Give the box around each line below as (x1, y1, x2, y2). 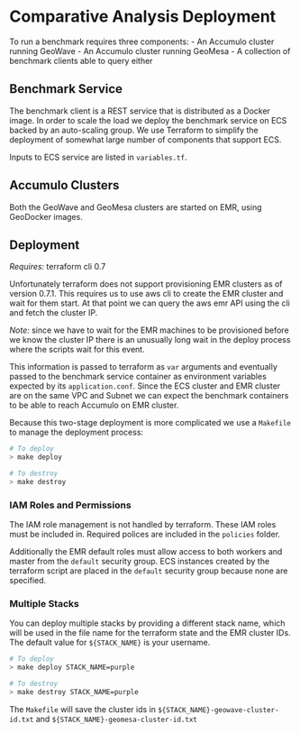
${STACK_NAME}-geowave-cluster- (157, 705, 279, 714)
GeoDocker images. (9, 211, 83, 222)
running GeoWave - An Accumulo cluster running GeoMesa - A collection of (9, 45, 291, 56)
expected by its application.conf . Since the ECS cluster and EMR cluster (9, 380, 281, 391)
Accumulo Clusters (9, 178, 120, 193)
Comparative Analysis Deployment (9, 6, 277, 27)
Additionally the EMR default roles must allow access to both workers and (9, 546, 283, 557)
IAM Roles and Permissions (9, 499, 132, 511)
